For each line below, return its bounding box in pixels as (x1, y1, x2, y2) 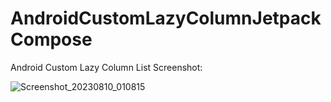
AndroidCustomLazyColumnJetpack (10, 7, 322, 30)
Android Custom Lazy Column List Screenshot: (10, 61, 203, 73)
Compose (10, 28, 93, 51)
